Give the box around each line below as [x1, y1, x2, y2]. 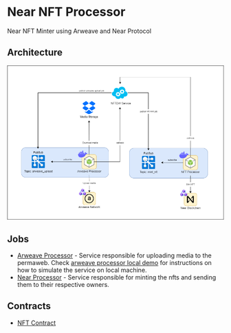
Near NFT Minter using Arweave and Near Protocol [7, 27, 152, 35]
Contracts [7, 300, 52, 312]
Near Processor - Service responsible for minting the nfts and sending [16, 273, 217, 282]
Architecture [7, 47, 63, 58]
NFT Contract [16, 319, 56, 327]
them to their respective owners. [16, 280, 110, 288]
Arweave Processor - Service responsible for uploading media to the [16, 251, 212, 260]
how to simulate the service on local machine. [16, 266, 147, 274]
